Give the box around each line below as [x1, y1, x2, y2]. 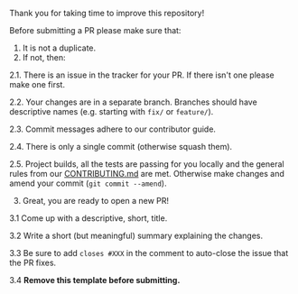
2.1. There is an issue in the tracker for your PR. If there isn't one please [9, 69, 275, 80]
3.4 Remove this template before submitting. [9, 275, 181, 285]
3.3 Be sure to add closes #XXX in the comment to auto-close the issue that [9, 248, 289, 258]
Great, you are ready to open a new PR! [22, 196, 170, 206]
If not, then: [22, 52, 66, 62]
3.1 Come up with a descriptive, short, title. [9, 213, 168, 224]
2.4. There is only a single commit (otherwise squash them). [9, 142, 233, 152]
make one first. [9, 79, 66, 89]
